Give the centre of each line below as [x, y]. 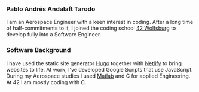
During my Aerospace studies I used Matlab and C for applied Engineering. [98, 76]
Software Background [39, 50]
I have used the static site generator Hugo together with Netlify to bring [94, 63]
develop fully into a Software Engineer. [54, 35]
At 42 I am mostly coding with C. [46, 82]
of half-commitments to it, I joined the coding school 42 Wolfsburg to [91, 28]
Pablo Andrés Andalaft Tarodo [51, 9]
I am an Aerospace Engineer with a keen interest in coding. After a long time [100, 22]
